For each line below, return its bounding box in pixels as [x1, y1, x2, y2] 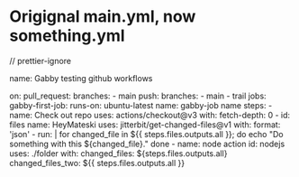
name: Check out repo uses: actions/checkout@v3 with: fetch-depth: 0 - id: [9, 109, 291, 120]
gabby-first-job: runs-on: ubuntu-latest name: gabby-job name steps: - [9, 99, 273, 110]
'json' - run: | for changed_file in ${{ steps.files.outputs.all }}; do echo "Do [9, 128, 284, 139]
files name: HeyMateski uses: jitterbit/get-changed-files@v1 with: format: [9, 119, 281, 130]
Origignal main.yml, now [9, 6, 196, 27]
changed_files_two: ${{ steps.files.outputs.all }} [9, 157, 186, 168]
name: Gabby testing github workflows [9, 72, 153, 83]
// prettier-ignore [9, 55, 72, 66]
